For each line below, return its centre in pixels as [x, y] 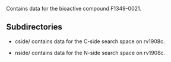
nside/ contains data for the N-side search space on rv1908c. [90, 53]
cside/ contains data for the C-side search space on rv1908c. [90, 41]
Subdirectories [34, 27]
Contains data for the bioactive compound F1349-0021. [74, 9]
